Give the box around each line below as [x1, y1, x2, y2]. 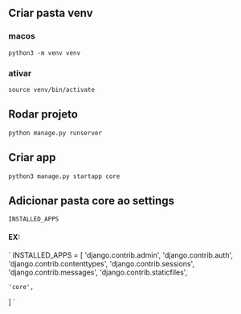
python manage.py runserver [8, 129, 103, 137]
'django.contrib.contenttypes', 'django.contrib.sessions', [8, 258, 195, 268]
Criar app [8, 151, 56, 164]
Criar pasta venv [8, 6, 93, 20]
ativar [8, 68, 32, 79]
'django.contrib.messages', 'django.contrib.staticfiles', [8, 267, 188, 277]
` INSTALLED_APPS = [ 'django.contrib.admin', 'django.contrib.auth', [8, 250, 234, 260]
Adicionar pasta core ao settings [8, 194, 175, 208]
